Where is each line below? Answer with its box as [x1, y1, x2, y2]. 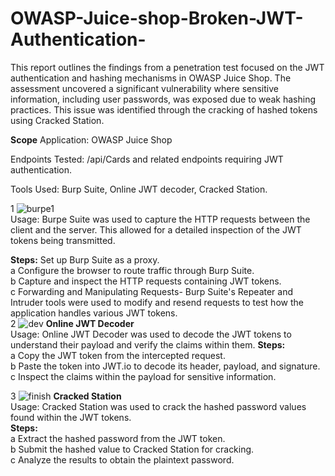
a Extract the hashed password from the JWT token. [10, 432, 226, 444]
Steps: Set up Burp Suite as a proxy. [10, 253, 160, 266]
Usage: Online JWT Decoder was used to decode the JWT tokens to [10, 328, 292, 340]
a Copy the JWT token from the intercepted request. [10, 349, 226, 361]
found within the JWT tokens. [10, 411, 132, 423]
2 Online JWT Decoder [10, 317, 135, 329]
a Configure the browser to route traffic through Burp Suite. [10, 264, 255, 276]
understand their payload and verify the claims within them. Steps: [10, 338, 286, 351]
